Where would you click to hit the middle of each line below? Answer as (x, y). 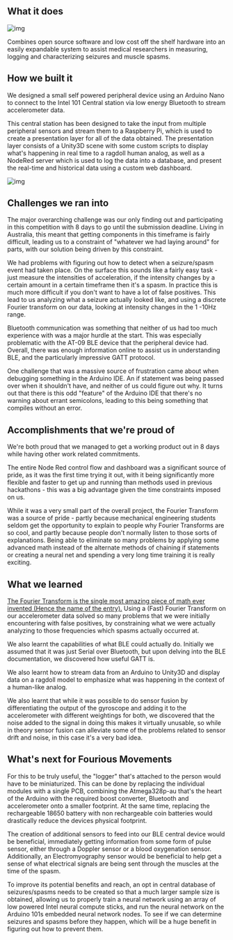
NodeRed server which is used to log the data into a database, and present (114, 160)
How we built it (40, 78)
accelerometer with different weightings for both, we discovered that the (111, 715)
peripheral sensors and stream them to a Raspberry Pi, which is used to (110, 131)
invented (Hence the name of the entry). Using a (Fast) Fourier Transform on (116, 609)
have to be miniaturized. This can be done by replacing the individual (106, 783)
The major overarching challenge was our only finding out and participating (115, 220)
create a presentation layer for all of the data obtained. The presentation (111, 138)
